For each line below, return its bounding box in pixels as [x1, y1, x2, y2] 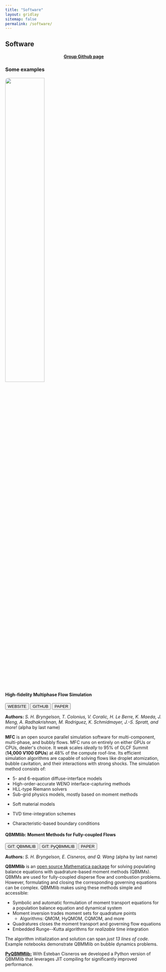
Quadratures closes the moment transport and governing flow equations [12, 921, 161, 927]
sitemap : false [5, 16, 37, 21]
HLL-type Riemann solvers [12, 786, 67, 792]
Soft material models [12, 801, 55, 807]
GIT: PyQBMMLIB [41, 844, 75, 849]
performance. [5, 961, 33, 967]
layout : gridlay [5, 12, 39, 17]
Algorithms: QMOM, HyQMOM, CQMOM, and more [19, 915, 125, 921]
